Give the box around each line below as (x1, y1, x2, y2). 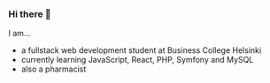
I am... (8, 28, 31, 39)
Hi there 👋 (8, 8, 52, 20)
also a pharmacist (20, 64, 87, 74)
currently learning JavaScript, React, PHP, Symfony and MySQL (20, 55, 254, 65)
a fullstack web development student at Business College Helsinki (20, 45, 262, 56)
